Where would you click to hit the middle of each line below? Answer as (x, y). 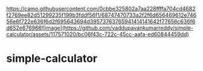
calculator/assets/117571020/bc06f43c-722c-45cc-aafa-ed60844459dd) (98, 34)
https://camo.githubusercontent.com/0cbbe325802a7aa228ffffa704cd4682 (101, 9)
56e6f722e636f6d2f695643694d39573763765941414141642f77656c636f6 (101, 21)
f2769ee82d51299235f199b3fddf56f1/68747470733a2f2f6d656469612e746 (101, 15)
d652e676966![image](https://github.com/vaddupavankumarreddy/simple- (100, 28)
